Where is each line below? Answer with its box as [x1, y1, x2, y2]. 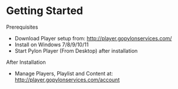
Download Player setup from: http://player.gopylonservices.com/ [14, 35, 172, 42]
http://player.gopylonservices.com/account [14, 76, 120, 83]
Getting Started [6, 4, 84, 18]
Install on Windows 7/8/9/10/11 [14, 41, 89, 48]
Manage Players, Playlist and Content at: [14, 70, 113, 77]
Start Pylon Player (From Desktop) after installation [14, 47, 138, 54]
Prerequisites [6, 23, 38, 30]
